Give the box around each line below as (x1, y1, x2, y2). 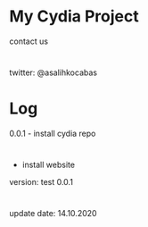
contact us (9, 36, 49, 46)
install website (21, 159, 76, 171)
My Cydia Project (9, 6, 140, 27)
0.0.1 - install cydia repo (9, 128, 96, 139)
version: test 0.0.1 (9, 177, 74, 188)
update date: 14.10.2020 (9, 208, 97, 219)
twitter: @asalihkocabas (9, 67, 98, 78)
